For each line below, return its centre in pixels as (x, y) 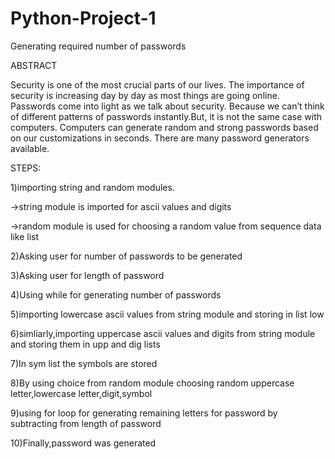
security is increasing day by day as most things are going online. (145, 95)
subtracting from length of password (86, 423)
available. (30, 148)
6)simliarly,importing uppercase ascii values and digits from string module (163, 333)
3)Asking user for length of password (87, 275)
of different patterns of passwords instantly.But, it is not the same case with (166, 116)
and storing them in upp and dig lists (85, 344)
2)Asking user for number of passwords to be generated (126, 256)
